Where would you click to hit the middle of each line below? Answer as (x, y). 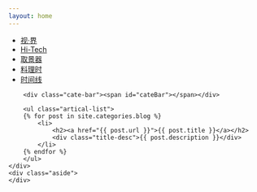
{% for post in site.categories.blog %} (92, 116)
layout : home (30, 16)
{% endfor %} (45, 151)
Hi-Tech (33, 49)
